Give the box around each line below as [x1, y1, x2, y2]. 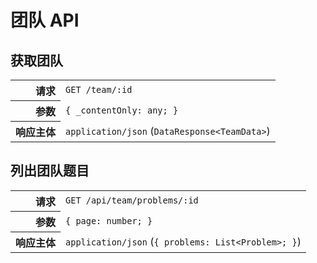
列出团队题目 [10, 162, 90, 180]
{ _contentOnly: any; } [65, 105, 179, 116]
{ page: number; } [65, 215, 153, 226]
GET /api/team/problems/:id [65, 195, 199, 206]
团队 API [10, 9, 80, 32]
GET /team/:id [65, 84, 133, 96]
